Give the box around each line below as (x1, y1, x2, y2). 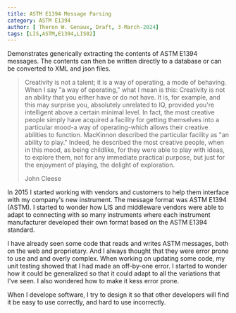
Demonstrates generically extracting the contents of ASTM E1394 (7, 49, 198, 58)
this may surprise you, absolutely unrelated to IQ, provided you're (24, 100, 215, 110)
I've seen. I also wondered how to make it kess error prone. (7, 277, 180, 285)
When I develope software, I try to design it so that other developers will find (7, 290, 230, 299)
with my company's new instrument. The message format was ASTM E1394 (7, 196, 227, 204)
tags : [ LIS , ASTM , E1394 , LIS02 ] (7, 30, 97, 37)
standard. (7, 225, 35, 234)
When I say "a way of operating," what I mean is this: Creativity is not (24, 85, 225, 94)
